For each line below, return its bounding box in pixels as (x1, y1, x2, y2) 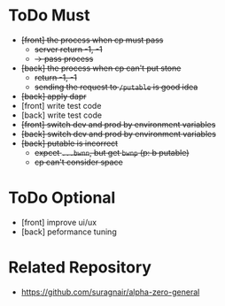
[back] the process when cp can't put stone (20, 63, 182, 73)
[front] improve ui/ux (20, 217, 97, 227)
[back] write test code (20, 110, 103, 120)
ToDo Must (8, 5, 90, 26)
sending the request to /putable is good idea (34, 81, 198, 92)
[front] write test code (20, 100, 102, 111)
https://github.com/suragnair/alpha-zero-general (20, 287, 200, 297)
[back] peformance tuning (20, 226, 117, 237)
